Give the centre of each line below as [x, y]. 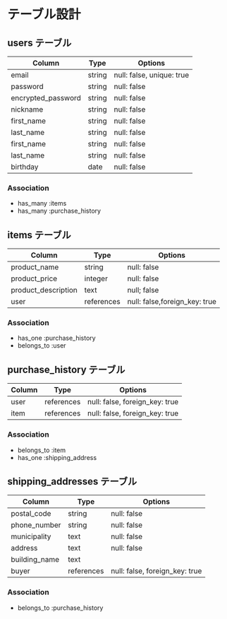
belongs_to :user [42, 346]
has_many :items [42, 204]
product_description [44, 290]
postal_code [31, 514]
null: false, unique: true [151, 75]
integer [96, 278]
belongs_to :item [42, 450]
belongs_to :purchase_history [60, 608]
